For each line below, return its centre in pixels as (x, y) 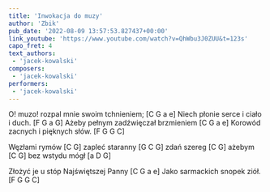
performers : (28, 83)
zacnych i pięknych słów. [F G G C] (67, 131)
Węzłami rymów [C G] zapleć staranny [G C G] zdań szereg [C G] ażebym (132, 147)
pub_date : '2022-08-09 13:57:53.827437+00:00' (88, 31)
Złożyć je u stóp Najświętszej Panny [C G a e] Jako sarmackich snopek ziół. (135, 172)
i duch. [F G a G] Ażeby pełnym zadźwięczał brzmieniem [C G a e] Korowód (135, 123)
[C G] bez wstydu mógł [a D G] (60, 156)
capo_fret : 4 (30, 46)
